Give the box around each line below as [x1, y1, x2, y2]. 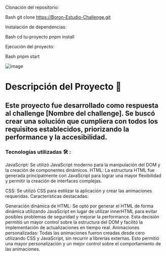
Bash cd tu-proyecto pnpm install [5, 34, 75, 40]
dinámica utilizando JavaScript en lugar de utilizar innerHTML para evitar [5, 208, 157, 214]
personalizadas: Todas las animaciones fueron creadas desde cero [5, 230, 145, 236]
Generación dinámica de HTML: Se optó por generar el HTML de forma [5, 203, 153, 209]
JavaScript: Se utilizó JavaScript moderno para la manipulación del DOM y [5, 162, 160, 168]
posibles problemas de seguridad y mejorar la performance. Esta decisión [5, 213, 159, 220]
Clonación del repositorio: [5, 5, 59, 10]
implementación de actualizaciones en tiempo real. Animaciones [5, 224, 140, 230]
